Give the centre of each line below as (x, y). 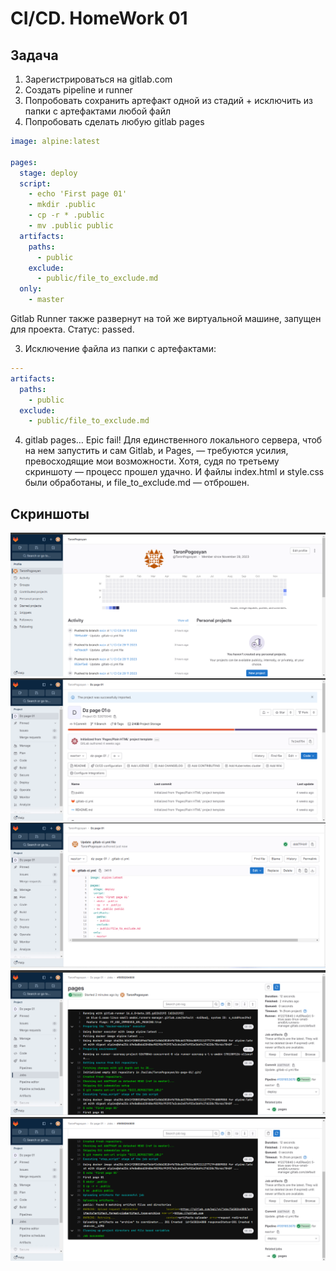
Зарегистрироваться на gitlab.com (98, 79)
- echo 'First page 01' (78, 194)
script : (35, 183)
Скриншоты (50, 513)
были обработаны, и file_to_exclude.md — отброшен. (137, 483)
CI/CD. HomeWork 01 (99, 18)
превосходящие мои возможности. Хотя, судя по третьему (152, 461)
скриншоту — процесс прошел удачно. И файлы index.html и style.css (174, 472)
